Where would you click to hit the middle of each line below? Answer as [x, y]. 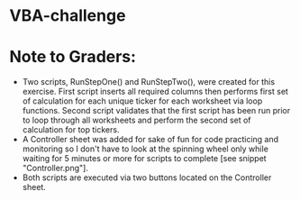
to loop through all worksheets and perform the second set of [136, 120]
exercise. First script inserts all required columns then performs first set [155, 92]
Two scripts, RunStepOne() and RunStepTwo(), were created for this [149, 82]
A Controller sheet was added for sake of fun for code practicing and [150, 140]
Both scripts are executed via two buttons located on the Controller [147, 177]
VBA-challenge [68, 16]
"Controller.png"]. [55, 168]
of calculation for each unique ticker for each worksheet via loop [142, 101]
